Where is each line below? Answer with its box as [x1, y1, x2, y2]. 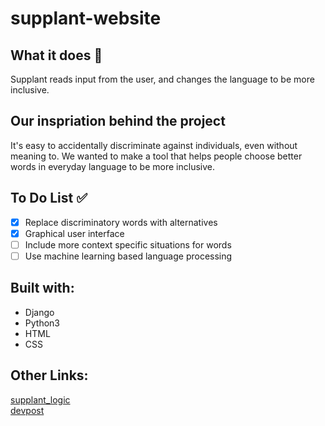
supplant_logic [10, 393, 71, 406]
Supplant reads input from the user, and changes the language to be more [10, 73, 315, 85]
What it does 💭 [10, 47, 103, 64]
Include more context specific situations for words [24, 238, 232, 251]
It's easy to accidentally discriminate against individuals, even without [10, 139, 298, 151]
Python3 [24, 317, 60, 329]
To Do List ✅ [10, 190, 88, 207]
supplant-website [10, 7, 162, 30]
